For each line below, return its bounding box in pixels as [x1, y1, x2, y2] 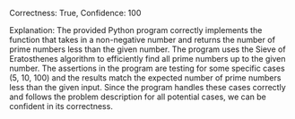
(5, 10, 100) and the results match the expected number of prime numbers [9, 72, 282, 83]
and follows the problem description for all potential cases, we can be [9, 91, 266, 102]
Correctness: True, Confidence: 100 [9, 8, 142, 18]
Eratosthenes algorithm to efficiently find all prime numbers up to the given [9, 54, 286, 64]
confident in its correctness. [9, 101, 114, 111]
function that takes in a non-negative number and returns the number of [9, 35, 276, 45]
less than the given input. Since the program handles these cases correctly [9, 82, 287, 92]
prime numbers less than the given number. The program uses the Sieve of [9, 44, 286, 55]
